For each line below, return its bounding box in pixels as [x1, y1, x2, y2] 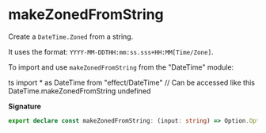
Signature [8, 101, 42, 111]
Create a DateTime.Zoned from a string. [8, 32, 134, 41]
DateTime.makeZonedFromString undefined [8, 85, 151, 96]
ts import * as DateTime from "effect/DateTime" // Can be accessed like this [8, 78, 256, 87]
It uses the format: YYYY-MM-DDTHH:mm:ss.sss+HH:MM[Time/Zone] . [8, 47, 214, 56]
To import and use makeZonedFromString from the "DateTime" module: [8, 62, 234, 72]
